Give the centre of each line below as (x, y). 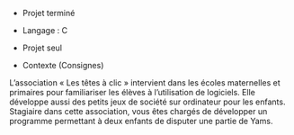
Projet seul (42, 48)
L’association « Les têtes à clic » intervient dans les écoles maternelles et (145, 83)
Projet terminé (49, 13)
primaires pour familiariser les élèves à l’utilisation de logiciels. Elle (133, 92)
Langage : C (45, 30)
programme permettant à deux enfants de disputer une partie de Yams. (141, 121)
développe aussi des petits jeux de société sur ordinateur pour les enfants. (147, 102)
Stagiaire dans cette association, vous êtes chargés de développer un (138, 111)
